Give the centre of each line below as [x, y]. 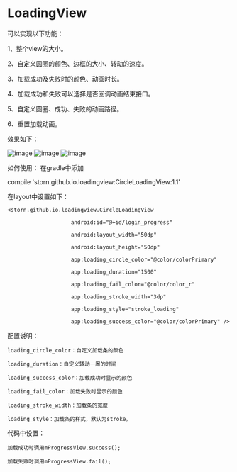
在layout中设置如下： [38, 196]
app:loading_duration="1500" [114, 272]
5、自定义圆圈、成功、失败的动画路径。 [65, 108]
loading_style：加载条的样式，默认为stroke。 [69, 419]
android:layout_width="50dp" [114, 235]
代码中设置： [26, 433]
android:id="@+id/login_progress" [122, 222]
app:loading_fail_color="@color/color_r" [133, 284]
